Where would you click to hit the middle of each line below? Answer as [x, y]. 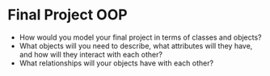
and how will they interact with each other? [91, 54]
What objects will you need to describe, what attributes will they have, [136, 45]
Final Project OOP [67, 15]
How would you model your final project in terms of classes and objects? [140, 37]
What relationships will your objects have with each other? [116, 63]
